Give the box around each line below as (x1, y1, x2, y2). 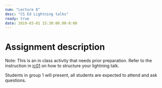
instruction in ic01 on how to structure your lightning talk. (5, 63, 120, 69)
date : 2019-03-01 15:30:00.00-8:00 (5, 20, 78, 26)
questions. (5, 77, 26, 83)
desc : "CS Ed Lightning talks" (5, 12, 69, 17)
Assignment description (5, 42, 105, 53)
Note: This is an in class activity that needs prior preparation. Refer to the (5, 58, 152, 64)
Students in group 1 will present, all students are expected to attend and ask (5, 72, 158, 78)
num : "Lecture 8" (5, 7, 40, 12)
